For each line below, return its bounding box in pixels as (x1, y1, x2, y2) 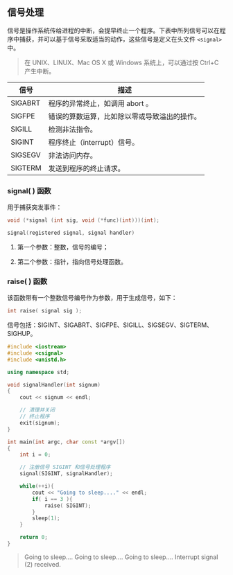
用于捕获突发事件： (7, 203, 62, 211)
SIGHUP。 (7, 330, 37, 338)
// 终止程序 (19, 413, 50, 421)
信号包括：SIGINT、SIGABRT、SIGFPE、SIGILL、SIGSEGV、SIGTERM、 (7, 321, 214, 329)
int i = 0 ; (19, 451, 51, 459)
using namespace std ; (7, 369, 70, 375)
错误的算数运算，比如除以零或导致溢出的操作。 (48, 112, 201, 121)
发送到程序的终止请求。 (48, 163, 125, 173)
